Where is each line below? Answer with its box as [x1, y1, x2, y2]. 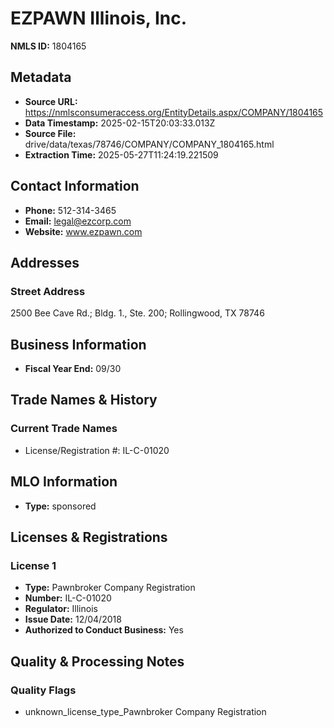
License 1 [10, 558, 57, 572]
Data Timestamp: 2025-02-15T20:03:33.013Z [24, 117, 216, 129]
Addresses [10, 254, 80, 271]
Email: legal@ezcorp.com [24, 215, 132, 227]
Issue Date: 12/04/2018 [24, 613, 122, 626]
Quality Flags [10, 683, 77, 697]
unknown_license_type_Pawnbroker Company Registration [24, 705, 267, 717]
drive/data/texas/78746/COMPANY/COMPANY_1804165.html [24, 138, 275, 150]
